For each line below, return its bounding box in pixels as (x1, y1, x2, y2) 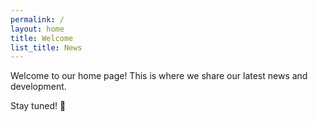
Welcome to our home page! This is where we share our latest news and (10, 70, 308, 82)
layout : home (10, 24, 65, 34)
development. (10, 81, 67, 93)
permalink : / (10, 14, 65, 25)
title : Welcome (10, 33, 74, 43)
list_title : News (10, 42, 83, 53)
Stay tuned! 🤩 (10, 100, 67, 112)
